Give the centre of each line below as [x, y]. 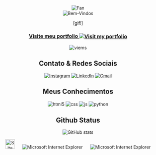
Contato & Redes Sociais [78, 63]
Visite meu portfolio [53, 36]
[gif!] [78, 23]
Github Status [78, 120]
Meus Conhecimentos [78, 92]
